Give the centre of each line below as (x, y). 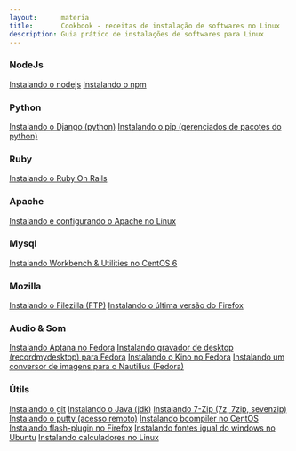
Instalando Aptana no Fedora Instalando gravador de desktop (121, 348)
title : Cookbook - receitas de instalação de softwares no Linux (144, 26)
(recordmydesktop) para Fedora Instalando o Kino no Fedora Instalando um (147, 357)
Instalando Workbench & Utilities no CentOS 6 (93, 263)
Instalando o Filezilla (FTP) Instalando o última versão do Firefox (127, 305)
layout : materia (49, 17)
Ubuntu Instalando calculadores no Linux (84, 437)
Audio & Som (38, 328)
